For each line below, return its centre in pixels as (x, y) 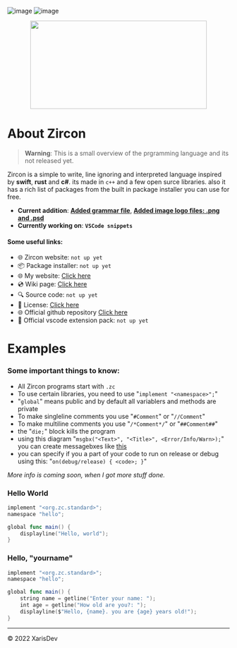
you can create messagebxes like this (72, 446)
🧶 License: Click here (48, 305)
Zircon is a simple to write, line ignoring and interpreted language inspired (115, 174)
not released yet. (49, 160)
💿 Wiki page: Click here (52, 284)
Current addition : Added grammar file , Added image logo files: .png (119, 210)
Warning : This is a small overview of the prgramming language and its (127, 153)
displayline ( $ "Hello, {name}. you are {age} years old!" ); (109, 611)
